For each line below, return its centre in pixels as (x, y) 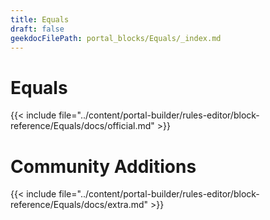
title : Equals (40, 19)
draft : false (37, 29)
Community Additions (103, 166)
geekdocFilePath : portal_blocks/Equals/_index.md (116, 38)
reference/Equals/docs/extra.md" (79, 205)
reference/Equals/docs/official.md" (82, 126)
